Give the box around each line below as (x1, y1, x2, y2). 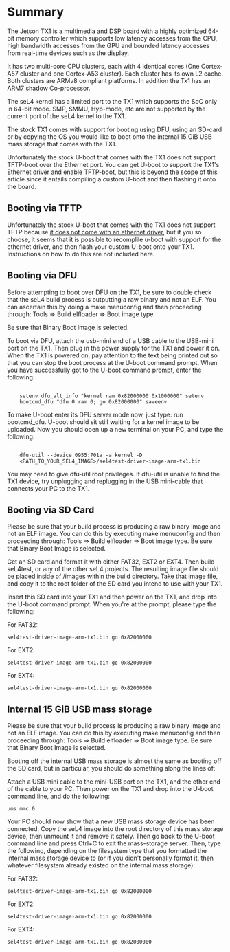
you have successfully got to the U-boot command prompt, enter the (7, 366, 202, 374)
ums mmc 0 (7, 806, 36, 812)
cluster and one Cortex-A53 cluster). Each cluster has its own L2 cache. (19, 69, 224, 78)
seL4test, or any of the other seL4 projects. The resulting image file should (7, 565, 219, 573)
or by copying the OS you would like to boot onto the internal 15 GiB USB (7, 132, 212, 141)
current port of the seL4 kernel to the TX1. (7, 111, 126, 120)
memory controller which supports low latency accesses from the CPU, (16, 34, 218, 42)
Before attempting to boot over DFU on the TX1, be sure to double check (7, 288, 212, 296)
